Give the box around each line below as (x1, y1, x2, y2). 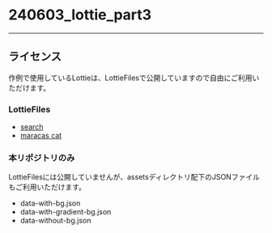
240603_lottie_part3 (8, 6, 152, 24)
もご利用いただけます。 (8, 182, 87, 192)
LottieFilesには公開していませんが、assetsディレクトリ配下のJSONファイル (8, 172, 261, 182)
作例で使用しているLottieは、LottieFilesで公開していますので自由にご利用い (8, 73, 260, 83)
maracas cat (19, 131, 62, 141)
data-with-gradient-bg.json (19, 207, 112, 217)
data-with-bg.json (19, 198, 81, 208)
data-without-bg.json (19, 216, 91, 226)
